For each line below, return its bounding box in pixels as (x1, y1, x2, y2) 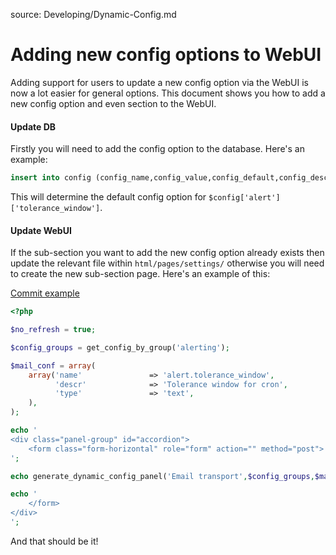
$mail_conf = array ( (10, 360, 97, 371)
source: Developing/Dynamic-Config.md (10, 9, 177, 20)
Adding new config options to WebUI (10, 44, 322, 66)
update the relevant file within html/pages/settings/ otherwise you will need (10, 257, 325, 269)
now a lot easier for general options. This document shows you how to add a (10, 87, 326, 99)
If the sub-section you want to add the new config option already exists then (10, 247, 325, 259)
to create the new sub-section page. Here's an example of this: (10, 268, 271, 280)
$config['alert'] (208, 193, 281, 203)
